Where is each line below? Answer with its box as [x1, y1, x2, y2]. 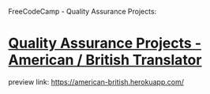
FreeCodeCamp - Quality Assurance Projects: [8, 7, 157, 16]
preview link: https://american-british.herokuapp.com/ [8, 77, 184, 86]
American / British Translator [8, 51, 202, 70]
